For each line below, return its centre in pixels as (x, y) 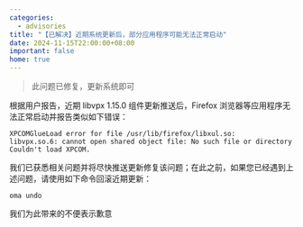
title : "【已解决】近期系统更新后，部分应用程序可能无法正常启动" (118, 34)
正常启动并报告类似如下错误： (72, 117)
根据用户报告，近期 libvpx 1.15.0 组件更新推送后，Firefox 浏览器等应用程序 (146, 105)
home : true (30, 59)
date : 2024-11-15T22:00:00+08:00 (72, 43)
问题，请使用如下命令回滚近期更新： (84, 178)
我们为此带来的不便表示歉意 (61, 213)
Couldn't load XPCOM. (50, 150)
